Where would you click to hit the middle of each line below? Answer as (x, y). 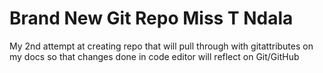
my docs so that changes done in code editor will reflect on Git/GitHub (154, 56)
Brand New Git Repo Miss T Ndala (151, 18)
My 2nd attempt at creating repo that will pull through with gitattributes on (161, 46)
